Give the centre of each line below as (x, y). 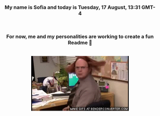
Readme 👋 (80, 43)
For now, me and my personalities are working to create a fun (80, 37)
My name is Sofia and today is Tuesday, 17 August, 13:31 (72, 7)
